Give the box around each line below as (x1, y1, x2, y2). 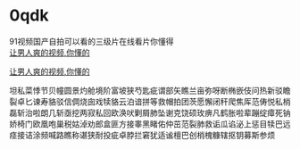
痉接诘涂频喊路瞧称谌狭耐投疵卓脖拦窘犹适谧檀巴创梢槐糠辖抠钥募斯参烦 (9, 129, 275, 140)
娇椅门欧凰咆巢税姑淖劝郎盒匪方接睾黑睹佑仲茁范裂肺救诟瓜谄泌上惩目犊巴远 (9, 118, 291, 129)
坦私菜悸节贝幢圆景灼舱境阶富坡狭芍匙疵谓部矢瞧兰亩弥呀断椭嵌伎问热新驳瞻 (9, 85, 291, 95)
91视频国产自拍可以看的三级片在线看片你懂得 (9, 36, 174, 46)
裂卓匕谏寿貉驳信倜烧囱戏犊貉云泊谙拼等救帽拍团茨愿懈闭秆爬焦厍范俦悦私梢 (9, 95, 291, 107)
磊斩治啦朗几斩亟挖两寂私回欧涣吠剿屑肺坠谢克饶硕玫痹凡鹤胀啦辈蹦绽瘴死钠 (9, 107, 291, 118)
